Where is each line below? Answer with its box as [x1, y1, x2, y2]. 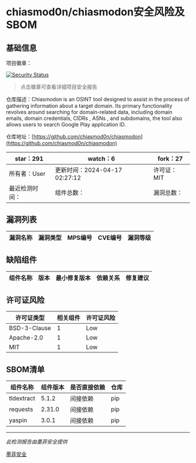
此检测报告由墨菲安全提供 [6, 438, 68, 445]
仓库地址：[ [6, 133, 34, 140]
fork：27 [157, 155, 183, 163]
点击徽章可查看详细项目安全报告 [20, 83, 97, 90]
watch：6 [87, 155, 116, 163]
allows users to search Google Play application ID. [6, 121, 127, 128]
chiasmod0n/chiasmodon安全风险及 [6, 5, 185, 19]
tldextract [9, 395, 36, 403]
